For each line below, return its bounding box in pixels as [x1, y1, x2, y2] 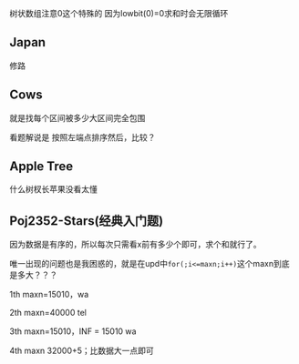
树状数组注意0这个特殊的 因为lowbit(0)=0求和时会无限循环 [9, 8, 229, 18]
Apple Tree [9, 158, 74, 175]
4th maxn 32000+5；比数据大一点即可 [9, 345, 155, 357]
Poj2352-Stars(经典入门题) [9, 213, 164, 228]
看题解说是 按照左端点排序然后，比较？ [9, 131, 156, 143]
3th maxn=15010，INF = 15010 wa [9, 326, 137, 337]
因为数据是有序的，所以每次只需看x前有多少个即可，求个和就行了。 [9, 239, 262, 250]
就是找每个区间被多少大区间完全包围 [9, 112, 146, 123]
